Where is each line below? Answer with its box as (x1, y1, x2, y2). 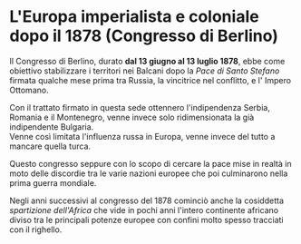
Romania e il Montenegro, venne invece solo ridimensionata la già (9, 112, 255, 122)
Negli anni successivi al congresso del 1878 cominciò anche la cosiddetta (9, 195, 284, 206)
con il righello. (9, 224, 63, 235)
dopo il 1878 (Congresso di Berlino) (9, 25, 279, 46)
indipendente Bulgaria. (9, 121, 94, 132)
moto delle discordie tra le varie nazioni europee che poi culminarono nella (9, 168, 288, 179)
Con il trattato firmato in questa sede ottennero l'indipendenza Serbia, (9, 102, 270, 112)
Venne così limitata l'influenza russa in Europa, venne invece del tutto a (9, 131, 276, 142)
